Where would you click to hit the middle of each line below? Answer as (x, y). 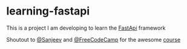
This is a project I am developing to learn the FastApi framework (86, 28)
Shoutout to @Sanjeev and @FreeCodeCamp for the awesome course (93, 39)
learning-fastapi (48, 11)
